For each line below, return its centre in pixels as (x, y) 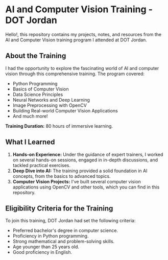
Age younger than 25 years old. (46, 247)
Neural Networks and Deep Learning (51, 100)
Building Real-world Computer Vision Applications (65, 110)
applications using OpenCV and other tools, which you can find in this (86, 187)
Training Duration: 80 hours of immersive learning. (59, 126)
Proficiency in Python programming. (51, 236)
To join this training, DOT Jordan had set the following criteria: (70, 221)
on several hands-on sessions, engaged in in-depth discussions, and (85, 160)
